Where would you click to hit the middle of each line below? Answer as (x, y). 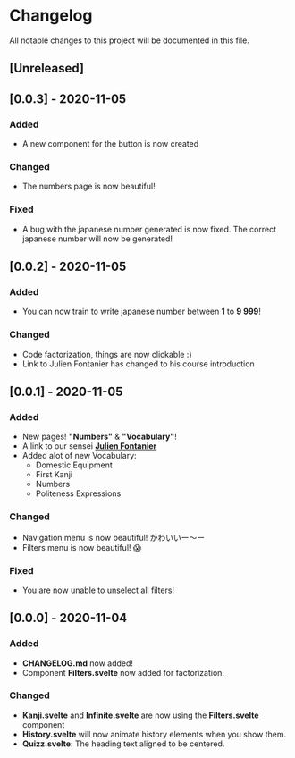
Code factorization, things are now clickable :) (107, 354)
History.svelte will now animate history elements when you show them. (154, 734)
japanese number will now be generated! (97, 239)
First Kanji (54, 475)
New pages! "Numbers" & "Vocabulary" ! (99, 437)
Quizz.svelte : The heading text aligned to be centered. (123, 744)
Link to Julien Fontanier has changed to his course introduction (138, 364)
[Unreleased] (47, 68)
